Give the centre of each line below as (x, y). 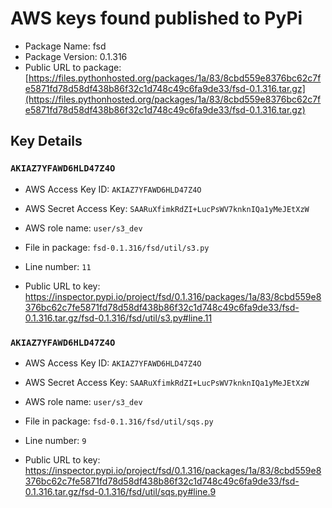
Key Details (46, 141)
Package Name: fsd (65, 46)
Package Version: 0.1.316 (76, 56)
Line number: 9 (55, 440)
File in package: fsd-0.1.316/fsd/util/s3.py (117, 247)
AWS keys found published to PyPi (156, 18)
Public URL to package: (73, 67)
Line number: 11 (58, 266)
